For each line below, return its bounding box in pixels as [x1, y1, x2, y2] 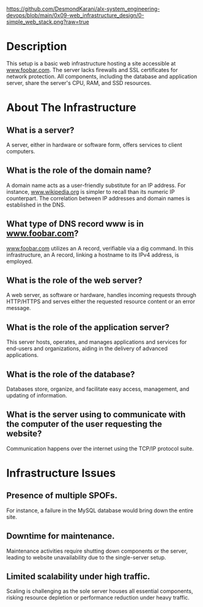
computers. [6, 147, 35, 155]
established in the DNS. [6, 201, 65, 208]
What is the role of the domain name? [6, 165, 152, 176]
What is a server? [6, 125, 75, 135]
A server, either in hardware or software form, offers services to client [6, 141, 182, 149]
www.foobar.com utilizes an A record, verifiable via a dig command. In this [6, 245, 194, 252]
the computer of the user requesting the [6, 419, 163, 430]
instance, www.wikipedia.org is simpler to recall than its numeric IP [6, 188, 175, 195]
